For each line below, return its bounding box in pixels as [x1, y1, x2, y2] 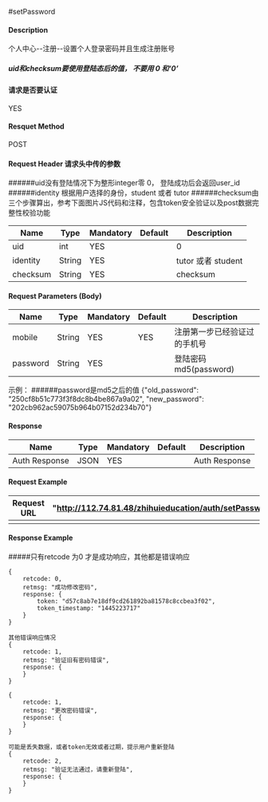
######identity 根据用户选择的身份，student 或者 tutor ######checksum [8, 188, 253, 198]
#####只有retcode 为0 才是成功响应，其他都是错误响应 [8, 552, 190, 562]
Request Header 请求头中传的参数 [8, 159, 121, 169]
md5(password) [174, 363, 235, 375]
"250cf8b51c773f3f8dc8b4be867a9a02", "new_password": [8, 395, 205, 404]
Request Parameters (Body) [8, 291, 102, 300]
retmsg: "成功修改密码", [22, 583, 98, 591]
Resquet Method [8, 121, 65, 131]
